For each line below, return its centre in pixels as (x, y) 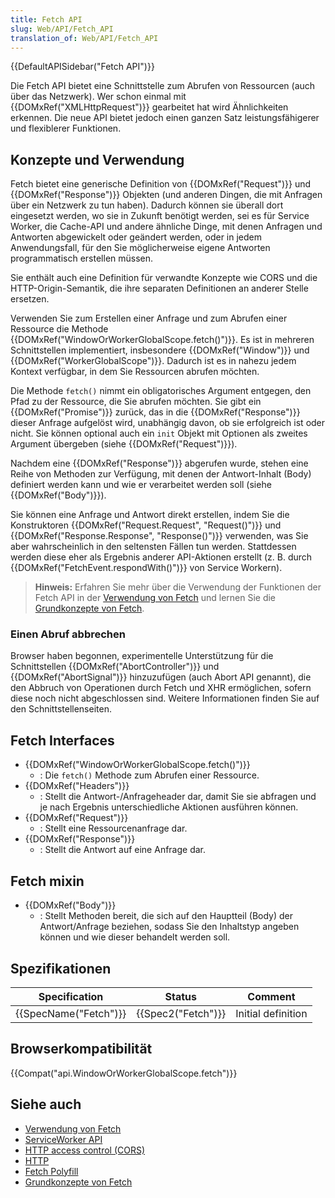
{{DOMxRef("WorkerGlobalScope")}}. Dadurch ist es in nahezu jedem (153, 361)
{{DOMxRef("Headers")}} (77, 786)
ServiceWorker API (63, 1139)
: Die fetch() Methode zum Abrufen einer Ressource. (149, 775)
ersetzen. (30, 299)
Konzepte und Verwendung (97, 159)
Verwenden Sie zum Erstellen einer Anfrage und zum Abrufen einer (149, 318)
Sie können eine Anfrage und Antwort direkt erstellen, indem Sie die (150, 515)
